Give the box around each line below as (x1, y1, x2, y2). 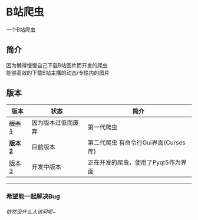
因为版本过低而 (31, 119, 73, 127)
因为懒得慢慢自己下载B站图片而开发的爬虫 (6, 61, 108, 68)
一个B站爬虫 (6, 26, 36, 33)
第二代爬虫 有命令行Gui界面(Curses (87, 138, 186, 146)
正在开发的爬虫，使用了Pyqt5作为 (87, 158, 181, 166)
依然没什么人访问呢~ (6, 208, 57, 215)
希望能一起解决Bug (6, 192, 60, 201)
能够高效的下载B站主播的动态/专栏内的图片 (6, 69, 110, 76)
